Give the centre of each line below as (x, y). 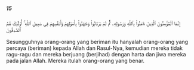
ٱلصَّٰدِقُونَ (13, 30)
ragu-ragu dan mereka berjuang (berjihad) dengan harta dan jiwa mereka (96, 54)
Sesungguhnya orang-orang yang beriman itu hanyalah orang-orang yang (97, 42)
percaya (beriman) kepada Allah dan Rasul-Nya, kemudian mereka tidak (95, 48)
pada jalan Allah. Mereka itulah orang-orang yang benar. (76, 61)
